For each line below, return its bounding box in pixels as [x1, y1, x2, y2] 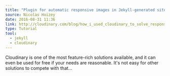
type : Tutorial [5, 26, 37, 31]
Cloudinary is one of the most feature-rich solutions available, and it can [5, 54, 156, 60]
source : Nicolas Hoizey [5, 12, 56, 17]
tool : [5, 31, 17, 36]
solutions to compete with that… [5, 65, 72, 71]
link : [5, 21, 17, 27]
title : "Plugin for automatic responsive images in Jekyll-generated [5, 7, 155, 13]
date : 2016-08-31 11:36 [5, 17, 56, 22]
